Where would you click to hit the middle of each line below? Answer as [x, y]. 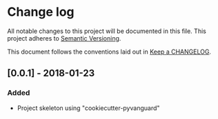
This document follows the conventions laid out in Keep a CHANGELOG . [109, 52]
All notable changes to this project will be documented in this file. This [107, 31]
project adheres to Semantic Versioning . [64, 38]
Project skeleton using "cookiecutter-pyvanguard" [88, 108]
